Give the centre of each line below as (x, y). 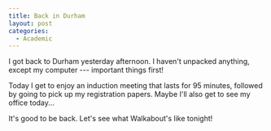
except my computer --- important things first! (86, 70)
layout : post (31, 23)
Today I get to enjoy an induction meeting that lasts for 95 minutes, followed (135, 86)
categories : (28, 31)
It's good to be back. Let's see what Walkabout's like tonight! (111, 119)
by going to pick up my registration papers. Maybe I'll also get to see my (129, 95)
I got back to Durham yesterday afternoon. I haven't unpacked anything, (129, 61)
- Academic (34, 38)
